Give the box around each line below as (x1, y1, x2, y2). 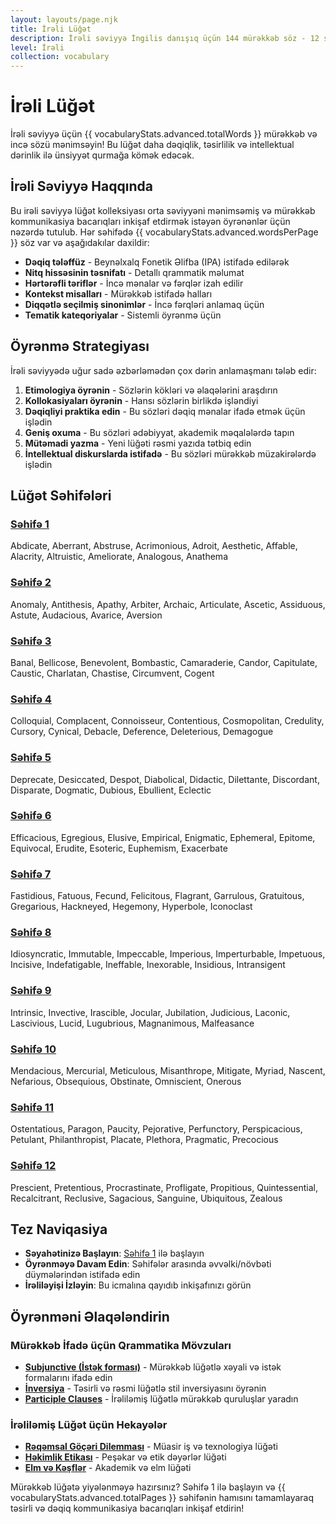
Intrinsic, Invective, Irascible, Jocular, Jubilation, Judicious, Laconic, (10, 1006, 291, 1018)
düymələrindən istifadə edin (24, 1269, 141, 1281)
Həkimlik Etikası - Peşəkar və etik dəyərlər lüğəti (24, 1451, 227, 1463)
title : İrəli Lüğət (10, 24, 92, 34)
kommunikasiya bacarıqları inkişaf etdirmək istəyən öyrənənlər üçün (10, 215, 291, 227)
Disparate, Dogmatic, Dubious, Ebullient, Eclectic (10, 784, 212, 796)
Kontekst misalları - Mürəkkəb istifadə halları (24, 287, 213, 300)
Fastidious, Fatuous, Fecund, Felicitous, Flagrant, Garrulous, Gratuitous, (10, 890, 305, 902)
